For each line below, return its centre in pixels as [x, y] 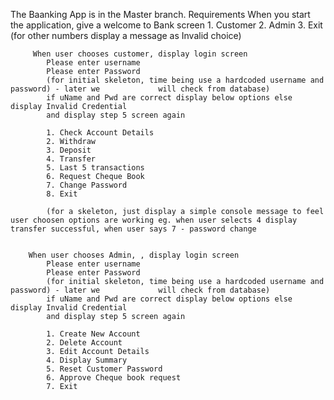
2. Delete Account [84, 343]
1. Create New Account [93, 334]
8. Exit [62, 194]
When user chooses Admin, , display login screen [134, 255]
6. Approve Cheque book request [114, 378]
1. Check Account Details [100, 133]
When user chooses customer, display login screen [140, 54]
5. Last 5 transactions [95, 168]
